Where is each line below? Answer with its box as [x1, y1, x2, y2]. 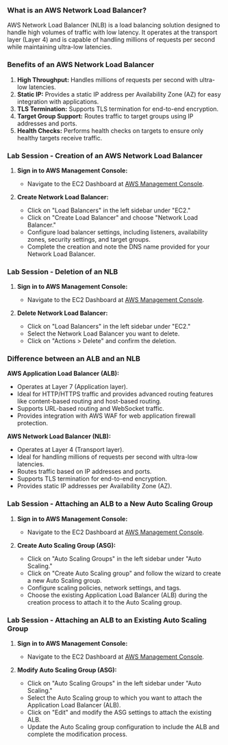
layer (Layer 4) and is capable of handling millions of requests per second [7, 36, 216, 44]
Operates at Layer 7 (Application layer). [16, 383, 128, 391]
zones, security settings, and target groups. [27, 235, 151, 243]
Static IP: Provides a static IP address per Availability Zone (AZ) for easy [16, 90, 221, 98]
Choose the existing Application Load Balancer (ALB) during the [27, 591, 207, 599]
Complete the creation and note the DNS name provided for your [27, 242, 210, 251]
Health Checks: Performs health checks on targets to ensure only [16, 126, 203, 135]
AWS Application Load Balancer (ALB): [7, 369, 120, 378]
